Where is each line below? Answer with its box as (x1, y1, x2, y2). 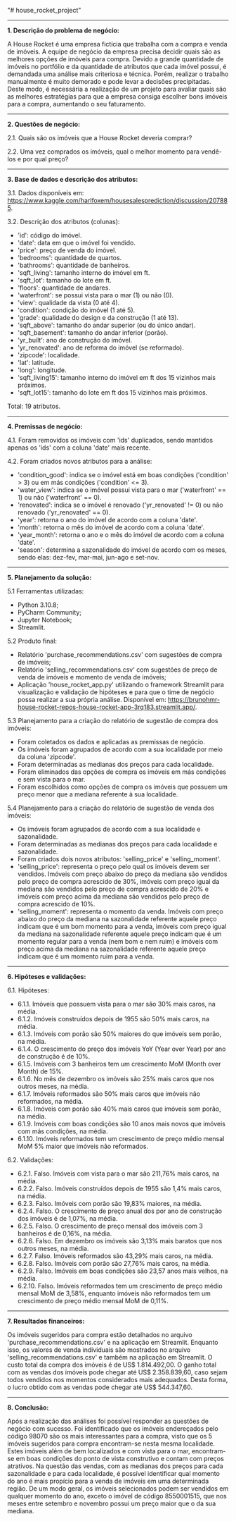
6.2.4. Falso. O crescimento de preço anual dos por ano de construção (17, 1207, 223, 1215)
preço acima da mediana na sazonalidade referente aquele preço (17, 944, 206, 953)
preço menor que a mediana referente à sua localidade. (17, 790, 178, 799)
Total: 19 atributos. (7, 402, 61, 410)
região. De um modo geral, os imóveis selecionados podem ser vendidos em (7, 1484, 229, 1493)
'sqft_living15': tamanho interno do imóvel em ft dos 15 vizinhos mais (17, 374, 216, 381)
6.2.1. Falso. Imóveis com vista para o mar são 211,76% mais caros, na (17, 1169, 220, 1178)
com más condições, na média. (17, 1127, 108, 1135)
